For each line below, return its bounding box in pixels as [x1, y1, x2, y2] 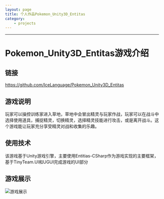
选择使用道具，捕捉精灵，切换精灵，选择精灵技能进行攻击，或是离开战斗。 [5, 118, 155, 123]
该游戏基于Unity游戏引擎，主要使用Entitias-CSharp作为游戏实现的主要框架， [5, 153, 159, 159]
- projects [14, 20, 36, 26]
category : [5, 16, 25, 21]
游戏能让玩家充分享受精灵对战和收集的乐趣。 [9, 123, 99, 129]
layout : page [5, 7, 32, 12]
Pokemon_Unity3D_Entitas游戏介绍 [5, 48, 149, 59]
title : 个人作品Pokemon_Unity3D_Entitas [5, 12, 85, 17]
